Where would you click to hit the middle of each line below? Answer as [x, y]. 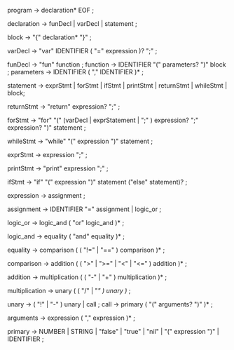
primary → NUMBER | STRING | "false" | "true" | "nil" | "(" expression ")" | [113, 331]
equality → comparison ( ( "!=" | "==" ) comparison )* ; [86, 250]
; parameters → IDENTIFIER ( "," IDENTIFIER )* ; [75, 72]
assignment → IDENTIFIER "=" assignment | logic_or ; [84, 209]
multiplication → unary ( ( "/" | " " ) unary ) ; [69, 291]
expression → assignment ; [46, 195]
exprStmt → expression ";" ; [47, 155]
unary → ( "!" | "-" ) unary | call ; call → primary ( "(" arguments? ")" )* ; [110, 304]
